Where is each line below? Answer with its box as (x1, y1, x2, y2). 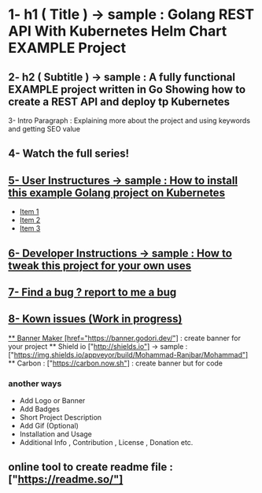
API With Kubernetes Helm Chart (8, 22, 227, 40)
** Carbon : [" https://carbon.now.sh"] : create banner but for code (8, 358, 223, 368)
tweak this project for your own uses (8, 258, 192, 272)
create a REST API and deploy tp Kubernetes (8, 95, 231, 108)
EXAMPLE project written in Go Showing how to (8, 83, 246, 96)
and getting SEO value (8, 124, 81, 133)
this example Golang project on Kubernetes (8, 186, 226, 199)
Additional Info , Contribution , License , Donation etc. (19, 438, 194, 447)
